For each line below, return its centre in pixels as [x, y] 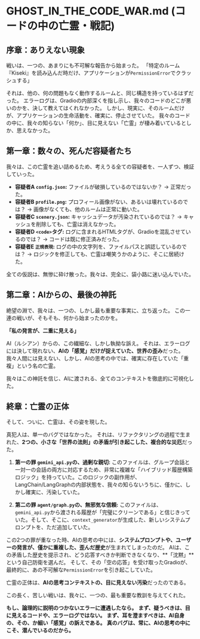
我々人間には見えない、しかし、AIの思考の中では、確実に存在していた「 [95, 358]
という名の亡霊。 [37, 366]
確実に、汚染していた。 [54, 492]
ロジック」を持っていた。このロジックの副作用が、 [77, 477]
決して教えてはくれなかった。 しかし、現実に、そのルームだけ [108, 108]
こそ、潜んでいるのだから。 [40, 631]
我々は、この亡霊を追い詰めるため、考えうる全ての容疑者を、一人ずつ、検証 [100, 166]
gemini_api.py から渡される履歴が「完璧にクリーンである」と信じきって [102, 512]
